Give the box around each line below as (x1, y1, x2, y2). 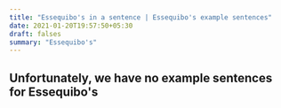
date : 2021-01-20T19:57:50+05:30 (9, 21, 133, 30)
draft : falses (9, 29, 62, 38)
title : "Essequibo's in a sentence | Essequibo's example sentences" (9, 12, 273, 22)
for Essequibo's (9, 84, 99, 99)
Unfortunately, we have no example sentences (9, 70, 273, 85)
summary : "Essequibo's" (9, 37, 98, 47)
